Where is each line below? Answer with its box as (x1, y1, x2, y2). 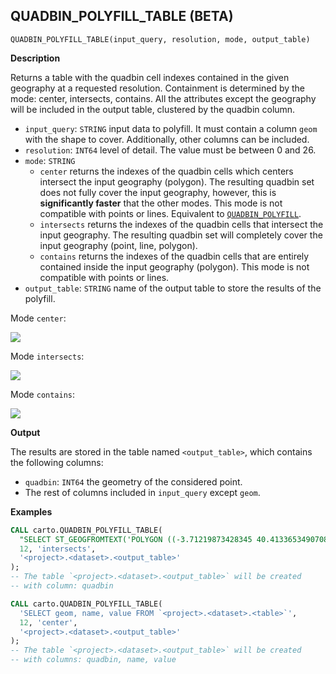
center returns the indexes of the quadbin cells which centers (39, 165, 294, 177)
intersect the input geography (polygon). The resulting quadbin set (39, 175, 315, 188)
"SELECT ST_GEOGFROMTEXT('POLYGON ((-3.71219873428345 (19, 534, 253, 544)
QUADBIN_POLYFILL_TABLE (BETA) (10, 8, 234, 25)
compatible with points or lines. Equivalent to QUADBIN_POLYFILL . (39, 207, 302, 219)
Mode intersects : (10, 350, 85, 362)
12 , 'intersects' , (19, 544, 97, 554)
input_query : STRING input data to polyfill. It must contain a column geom (24, 122, 318, 134)
